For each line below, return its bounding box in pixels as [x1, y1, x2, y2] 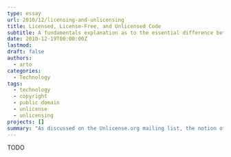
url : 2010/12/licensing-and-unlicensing [7, 16, 125, 23]
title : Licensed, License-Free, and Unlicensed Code [7, 23, 162, 29]
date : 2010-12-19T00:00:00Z [7, 36, 88, 43]
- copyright [13, 93, 48, 100]
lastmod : [7, 42, 32, 49]
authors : [7, 55, 32, 62]
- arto [13, 61, 32, 68]
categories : [7, 67, 41, 74]
